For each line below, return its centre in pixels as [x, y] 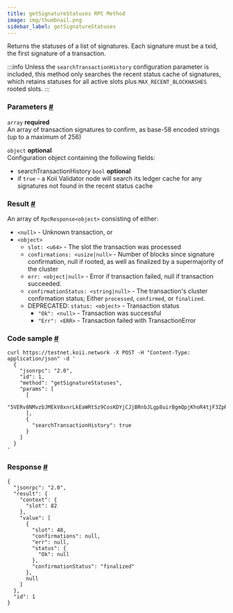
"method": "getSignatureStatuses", [71, 383]
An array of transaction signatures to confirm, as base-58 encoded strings [113, 130]
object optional [29, 150]
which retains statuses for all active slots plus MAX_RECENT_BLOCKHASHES [107, 82]
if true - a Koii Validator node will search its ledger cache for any [110, 178]
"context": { [38, 499]
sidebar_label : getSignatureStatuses [62, 26]
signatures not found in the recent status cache [85, 186]
